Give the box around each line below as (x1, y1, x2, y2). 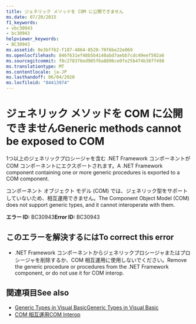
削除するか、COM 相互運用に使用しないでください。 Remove (40, 256, 187, 263)
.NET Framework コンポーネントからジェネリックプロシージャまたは (14, 249, 181, 256)
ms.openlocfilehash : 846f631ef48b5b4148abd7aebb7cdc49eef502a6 (6, 52, 165, 58)
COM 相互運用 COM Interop (14, 310, 81, 318)
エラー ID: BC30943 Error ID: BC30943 (6, 213, 100, 220)
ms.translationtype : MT (6, 63, 65, 70)
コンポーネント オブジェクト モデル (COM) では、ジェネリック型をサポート (6, 187, 188, 194)
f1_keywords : (6, 19, 38, 25)
